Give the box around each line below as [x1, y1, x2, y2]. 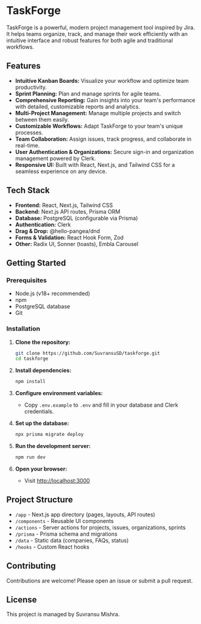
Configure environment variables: [15, 390, 103, 397]
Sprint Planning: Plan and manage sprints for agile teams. [15, 89, 161, 97]
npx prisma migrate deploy [15, 432, 84, 438]
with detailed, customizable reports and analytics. [15, 103, 140, 110]
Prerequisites [6, 276, 47, 284]
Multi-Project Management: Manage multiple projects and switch [15, 109, 182, 116]
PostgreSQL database [15, 303, 71, 310]
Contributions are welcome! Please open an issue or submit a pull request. [6, 577, 193, 584]
